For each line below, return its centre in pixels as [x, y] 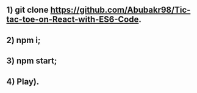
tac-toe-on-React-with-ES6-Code [73, 20]
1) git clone [27, 10]
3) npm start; [32, 61]
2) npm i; [23, 40]
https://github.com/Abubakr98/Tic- [120, 10]
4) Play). [23, 81]
